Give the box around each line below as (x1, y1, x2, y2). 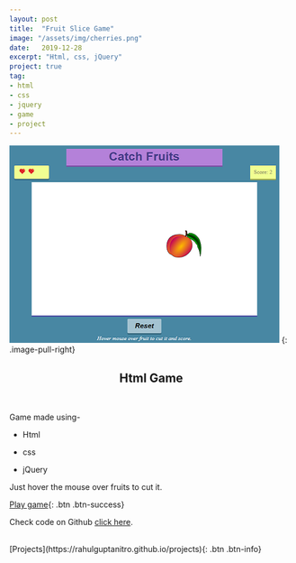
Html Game (119, 370, 184, 385)
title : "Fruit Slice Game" (9, 23, 115, 33)
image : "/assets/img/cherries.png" (9, 33, 143, 42)
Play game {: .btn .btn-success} (9, 499, 125, 510)
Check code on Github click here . (9, 517, 133, 528)
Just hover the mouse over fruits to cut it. (9, 482, 163, 493)
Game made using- (9, 411, 81, 423)
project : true (9, 62, 63, 71)
